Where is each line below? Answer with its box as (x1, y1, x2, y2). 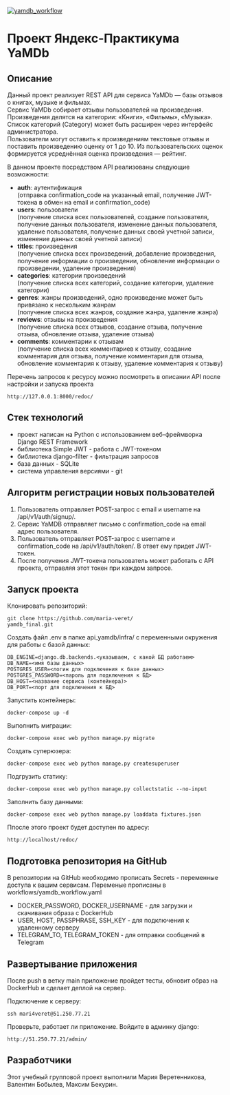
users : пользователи (16, 205, 78, 214)
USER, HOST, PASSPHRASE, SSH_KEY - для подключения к (16, 917, 189, 925)
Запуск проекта (7, 584, 79, 595)
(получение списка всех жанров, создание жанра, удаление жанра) (16, 308, 218, 316)
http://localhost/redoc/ (7, 837, 78, 843)
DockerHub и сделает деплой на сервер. (7, 984, 126, 992)
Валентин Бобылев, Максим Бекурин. (7, 1080, 118, 1088)
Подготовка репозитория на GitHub (7, 855, 168, 867)
